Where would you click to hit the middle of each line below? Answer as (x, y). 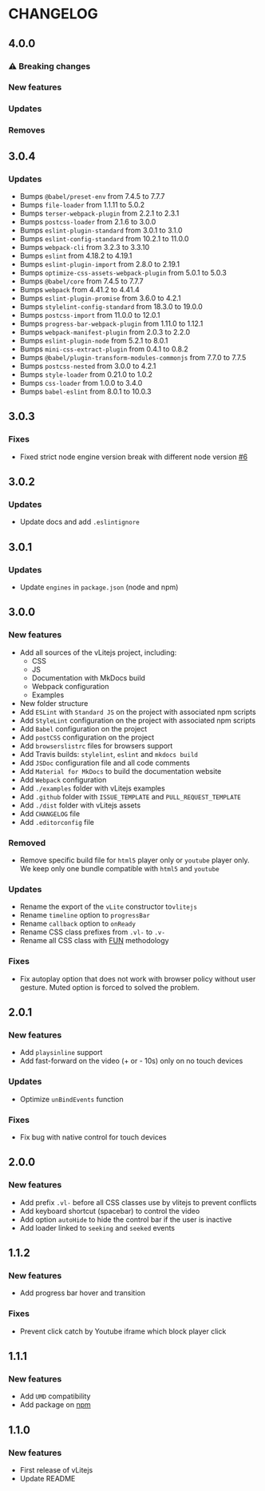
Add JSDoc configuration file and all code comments (105, 763)
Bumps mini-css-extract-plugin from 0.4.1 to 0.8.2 (104, 349)
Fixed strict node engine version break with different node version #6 (134, 457)
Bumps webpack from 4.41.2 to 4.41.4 (79, 289)
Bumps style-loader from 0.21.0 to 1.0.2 (86, 374)
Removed (27, 843)
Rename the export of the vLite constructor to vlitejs (109, 906)
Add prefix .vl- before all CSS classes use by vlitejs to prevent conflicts (138, 1202)
